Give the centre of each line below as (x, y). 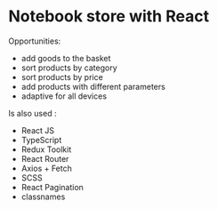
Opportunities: (35, 41)
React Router (45, 158)
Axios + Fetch (47, 168)
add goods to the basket (66, 58)
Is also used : (32, 113)
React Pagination (52, 187)
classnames (43, 197)
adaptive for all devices (64, 96)
